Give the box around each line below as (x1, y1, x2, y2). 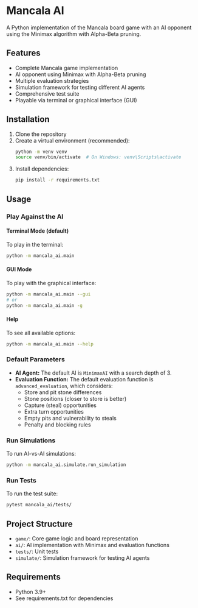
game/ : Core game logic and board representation (15, 534, 138, 542)
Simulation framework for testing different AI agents (15, 83, 145, 91)
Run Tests (6, 476, 36, 484)
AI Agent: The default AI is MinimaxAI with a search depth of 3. (15, 369, 172, 376)
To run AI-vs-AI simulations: (6, 450, 77, 458)
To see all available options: (6, 329, 76, 336)
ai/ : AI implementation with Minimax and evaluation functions (15, 541, 170, 548)
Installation (6, 114, 50, 125)
